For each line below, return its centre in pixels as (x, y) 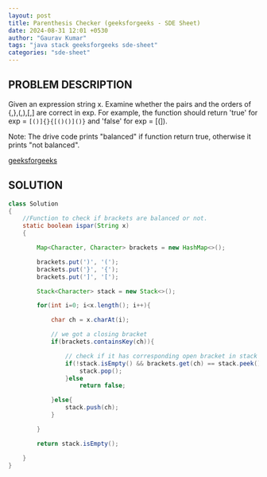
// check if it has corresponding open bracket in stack (161, 356)
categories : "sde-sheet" (49, 53)
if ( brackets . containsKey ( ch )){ (103, 342)
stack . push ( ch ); (92, 408)
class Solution (33, 204)
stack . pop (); (101, 371)
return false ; (103, 386)
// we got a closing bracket (99, 334)
